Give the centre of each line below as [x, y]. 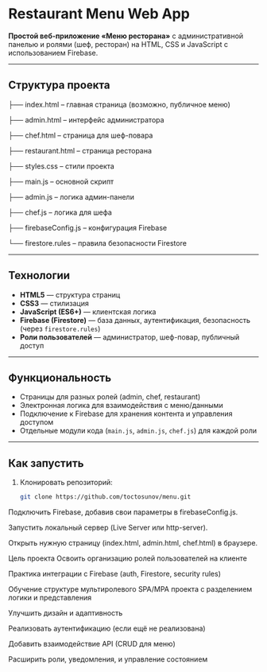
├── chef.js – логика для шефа [60, 212]
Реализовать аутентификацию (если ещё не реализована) [107, 628]
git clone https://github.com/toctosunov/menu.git [105, 497]
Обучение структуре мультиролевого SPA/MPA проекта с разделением [130, 589]
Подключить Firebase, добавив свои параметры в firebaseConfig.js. [123, 512]
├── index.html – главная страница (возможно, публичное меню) [119, 104]
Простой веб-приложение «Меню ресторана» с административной [126, 36]
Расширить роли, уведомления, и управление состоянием [108, 659]
